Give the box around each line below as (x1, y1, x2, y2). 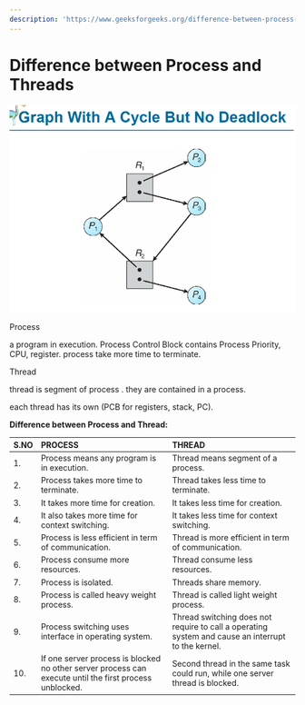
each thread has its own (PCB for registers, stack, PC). (9, 402, 213, 412)
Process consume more (40, 554, 130, 565)
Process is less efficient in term (40, 532, 158, 543)
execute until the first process (40, 672, 152, 683)
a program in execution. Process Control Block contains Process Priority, (9, 339, 281, 350)
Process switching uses (40, 621, 130, 632)
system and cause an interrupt (172, 631, 286, 642)
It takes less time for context (172, 510, 279, 521)
